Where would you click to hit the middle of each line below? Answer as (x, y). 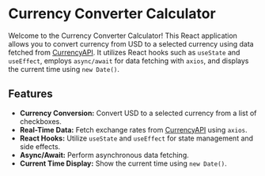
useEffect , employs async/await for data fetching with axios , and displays (129, 61)
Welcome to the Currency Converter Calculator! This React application (123, 36)
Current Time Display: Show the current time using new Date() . (123, 163)
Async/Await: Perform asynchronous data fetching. (104, 155)
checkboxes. (40, 121)
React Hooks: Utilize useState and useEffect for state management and (136, 138)
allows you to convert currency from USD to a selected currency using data (131, 43)
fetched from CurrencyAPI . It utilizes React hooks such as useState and (124, 52)
